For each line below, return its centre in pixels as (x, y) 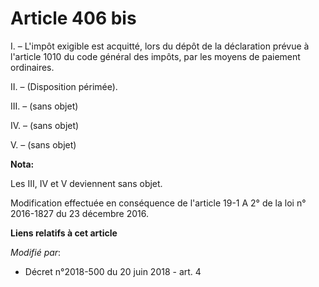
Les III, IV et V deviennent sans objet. (86, 183)
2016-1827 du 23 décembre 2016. (80, 213)
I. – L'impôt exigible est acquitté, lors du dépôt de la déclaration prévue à (160, 46)
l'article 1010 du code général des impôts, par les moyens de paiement (155, 56)
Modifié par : (36, 252)
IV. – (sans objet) (45, 125)
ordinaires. (32, 67)
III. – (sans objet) (44, 106)
